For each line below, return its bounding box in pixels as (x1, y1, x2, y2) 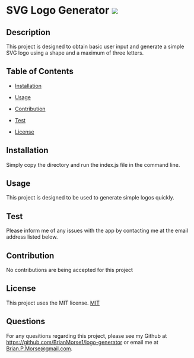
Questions (6, 316, 46, 327)
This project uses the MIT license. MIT (6, 299, 100, 306)
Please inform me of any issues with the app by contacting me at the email (6, 227, 189, 235)
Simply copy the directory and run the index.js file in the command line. (6, 161, 180, 168)
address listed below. (6, 233, 58, 240)
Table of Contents (6, 66, 74, 77)
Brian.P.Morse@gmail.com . (6, 345, 73, 352)
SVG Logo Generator (6, 4, 110, 17)
